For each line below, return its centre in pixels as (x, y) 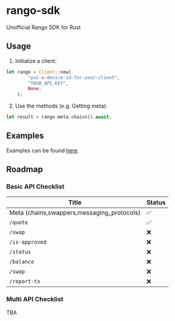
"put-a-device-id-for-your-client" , (74, 77)
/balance (22, 261)
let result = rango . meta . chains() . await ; (59, 117)
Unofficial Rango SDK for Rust (43, 27)
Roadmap (25, 170)
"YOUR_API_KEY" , (48, 83)
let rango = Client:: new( (39, 72)
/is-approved (28, 242)
